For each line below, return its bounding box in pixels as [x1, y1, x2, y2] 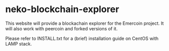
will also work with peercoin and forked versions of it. [5, 25, 118, 31]
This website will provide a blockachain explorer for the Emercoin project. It [5, 20, 164, 26]
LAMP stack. [5, 40, 32, 46]
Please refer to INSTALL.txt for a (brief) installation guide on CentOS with [5, 35, 159, 41]
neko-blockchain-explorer [5, 4, 119, 15]
